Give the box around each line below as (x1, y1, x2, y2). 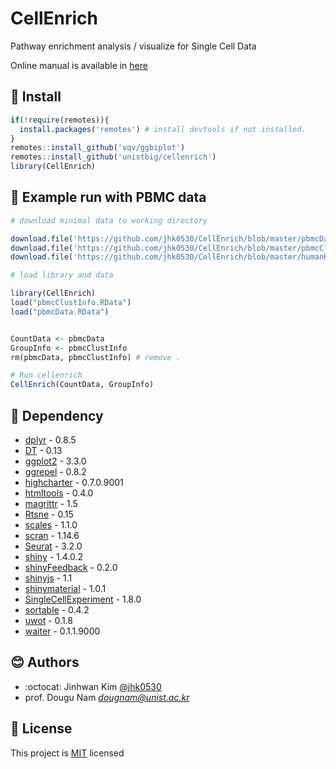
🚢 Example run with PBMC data (10, 189, 207, 206)
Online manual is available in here (10, 59, 148, 71)
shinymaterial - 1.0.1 (24, 583, 107, 594)
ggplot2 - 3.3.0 (24, 455, 87, 467)
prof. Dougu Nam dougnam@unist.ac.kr (24, 691, 190, 703)
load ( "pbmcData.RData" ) (10, 307, 110, 317)
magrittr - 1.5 (24, 498, 78, 509)
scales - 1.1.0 (24, 519, 78, 531)
